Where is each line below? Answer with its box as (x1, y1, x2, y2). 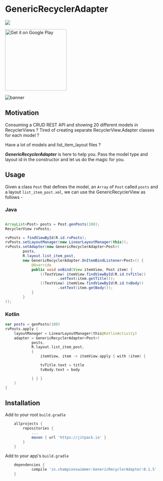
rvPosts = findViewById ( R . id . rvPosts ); (5, 235, 87, 240)
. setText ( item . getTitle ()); (57, 276, 115, 281)
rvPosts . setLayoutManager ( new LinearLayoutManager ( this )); (5, 240, 129, 245)
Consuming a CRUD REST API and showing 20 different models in (5, 122, 138, 128)
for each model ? (5, 132, 39, 138)
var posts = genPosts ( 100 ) (5, 322, 60, 327)
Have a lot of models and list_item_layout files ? (5, 141, 101, 148)
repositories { (23, 426, 54, 431)
